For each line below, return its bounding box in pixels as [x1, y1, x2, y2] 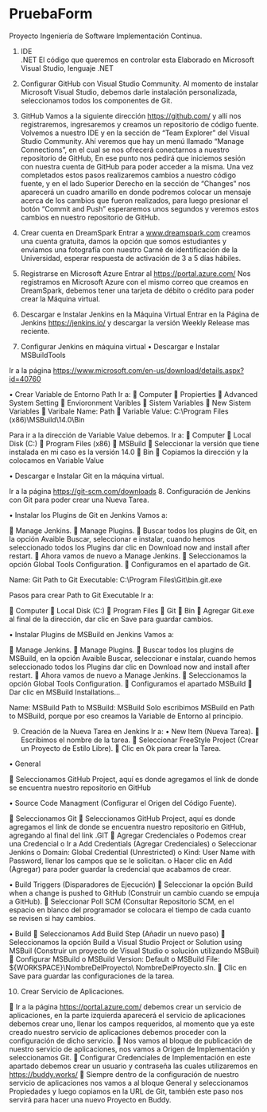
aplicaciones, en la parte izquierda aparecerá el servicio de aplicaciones [9, 1010, 246, 1020]
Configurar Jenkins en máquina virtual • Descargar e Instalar [20, 341, 220, 351]
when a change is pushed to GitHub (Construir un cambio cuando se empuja [9, 888, 260, 897]
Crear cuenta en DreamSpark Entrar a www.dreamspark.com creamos [20, 227, 251, 237]
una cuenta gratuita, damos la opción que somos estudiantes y [20, 236, 227, 246]
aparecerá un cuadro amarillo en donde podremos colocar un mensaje [20, 187, 252, 196]
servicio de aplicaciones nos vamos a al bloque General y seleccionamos [9, 1078, 249, 1087]
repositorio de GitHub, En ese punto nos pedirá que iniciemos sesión [20, 153, 246, 163]
